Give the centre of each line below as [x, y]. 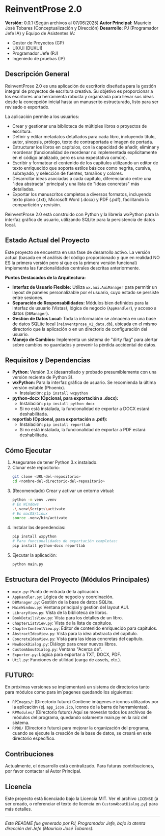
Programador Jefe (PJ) [35, 53]
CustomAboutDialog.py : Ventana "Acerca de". [57, 649]
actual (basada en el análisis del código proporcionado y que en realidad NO [82, 257]
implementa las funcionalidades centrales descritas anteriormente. [72, 268]
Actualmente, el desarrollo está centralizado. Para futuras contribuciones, [80, 766]
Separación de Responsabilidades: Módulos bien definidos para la [80, 303]
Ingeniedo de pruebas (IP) [39, 58]
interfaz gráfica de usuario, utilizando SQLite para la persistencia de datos [80, 219]
